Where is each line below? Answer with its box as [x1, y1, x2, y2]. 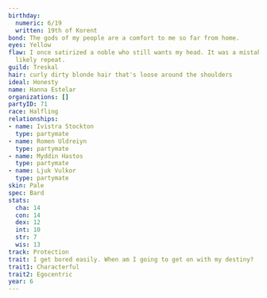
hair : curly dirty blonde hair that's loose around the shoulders [8, 71, 233, 79]
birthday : [8, 11, 41, 20]
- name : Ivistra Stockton [8, 122, 94, 130]
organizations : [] [8, 93, 69, 101]
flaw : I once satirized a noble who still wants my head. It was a [8, 48, 237, 56]
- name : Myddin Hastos [8, 152, 83, 160]
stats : [8, 196, 30, 204]
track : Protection [8, 248, 69, 256]
